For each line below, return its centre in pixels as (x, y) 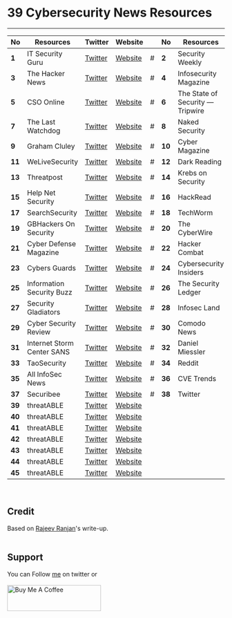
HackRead (195, 197)
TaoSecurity (47, 363)
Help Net (41, 193)
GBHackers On (51, 224)
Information (46, 283)
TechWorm (195, 212)
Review (39, 332)
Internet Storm (50, 343)
